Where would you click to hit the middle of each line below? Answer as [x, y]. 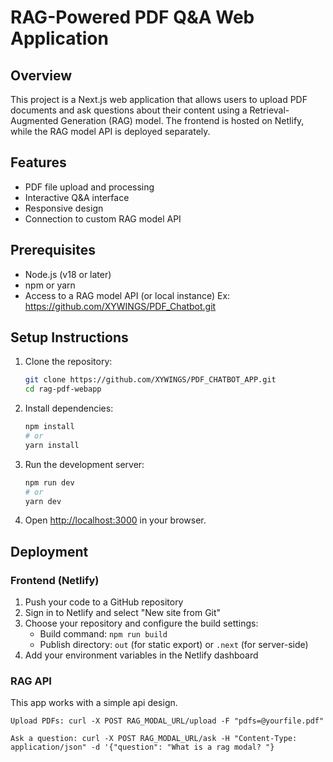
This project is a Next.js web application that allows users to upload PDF [159, 99]
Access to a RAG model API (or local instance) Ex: [127, 295]
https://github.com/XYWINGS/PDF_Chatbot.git [120, 306]
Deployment [49, 551]
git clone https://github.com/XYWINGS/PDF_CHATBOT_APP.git [150, 380]
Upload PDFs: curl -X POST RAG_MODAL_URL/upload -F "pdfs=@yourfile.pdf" [167, 721]
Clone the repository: [68, 362]
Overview [41, 75]
